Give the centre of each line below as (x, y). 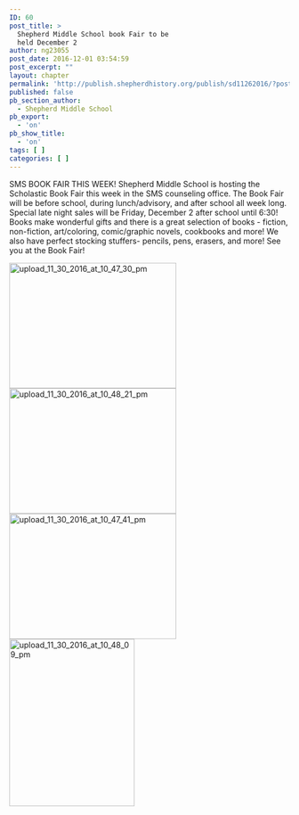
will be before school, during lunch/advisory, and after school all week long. (148, 202)
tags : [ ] (28, 150)
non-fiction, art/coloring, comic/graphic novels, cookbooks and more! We (144, 231)
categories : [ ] (39, 158)
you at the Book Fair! (47, 250)
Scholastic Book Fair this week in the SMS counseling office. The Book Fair (147, 193)
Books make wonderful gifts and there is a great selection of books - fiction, (149, 222)
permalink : (29, 84)
